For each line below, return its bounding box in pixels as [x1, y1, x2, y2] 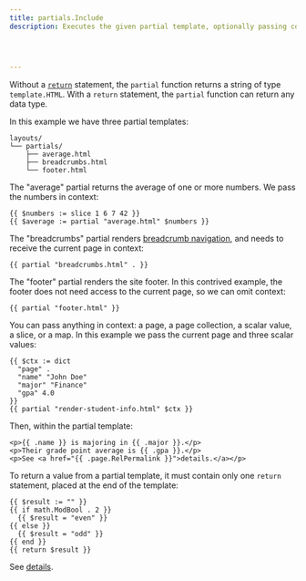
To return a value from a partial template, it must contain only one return [9, 470, 282, 481]
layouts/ [9, 133, 43, 142]
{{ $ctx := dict [9, 357, 71, 366]
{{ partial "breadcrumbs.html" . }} [9, 260, 148, 269]
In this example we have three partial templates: [9, 116, 189, 127]
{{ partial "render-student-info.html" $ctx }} [9, 404, 194, 413]
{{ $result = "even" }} [17, 513, 107, 523]
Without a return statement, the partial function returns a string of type [9, 78, 281, 89]
